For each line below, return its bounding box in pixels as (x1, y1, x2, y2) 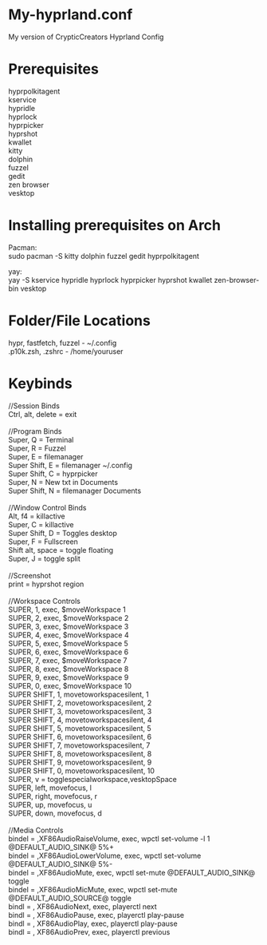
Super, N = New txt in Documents (8, 477, 118, 486)
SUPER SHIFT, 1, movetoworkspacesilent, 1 (8, 689, 149, 699)
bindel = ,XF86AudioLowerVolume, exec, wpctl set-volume (8, 851, 202, 860)
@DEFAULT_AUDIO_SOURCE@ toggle (8, 893, 132, 903)
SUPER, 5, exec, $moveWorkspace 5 (8, 638, 129, 648)
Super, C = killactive (8, 519, 74, 529)
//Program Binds (8, 426, 62, 436)
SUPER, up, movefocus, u (8, 800, 92, 809)
